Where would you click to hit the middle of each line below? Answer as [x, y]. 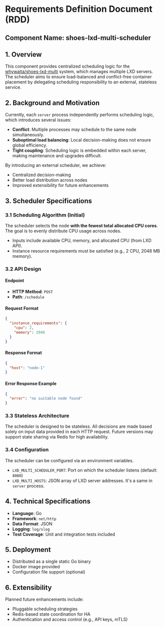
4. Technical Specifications [48, 501]
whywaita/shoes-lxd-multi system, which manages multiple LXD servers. [79, 72]
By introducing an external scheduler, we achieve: [56, 165]
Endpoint [15, 281]
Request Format [22, 308]
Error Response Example [31, 383]
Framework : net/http [34, 518]
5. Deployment [28, 549]
